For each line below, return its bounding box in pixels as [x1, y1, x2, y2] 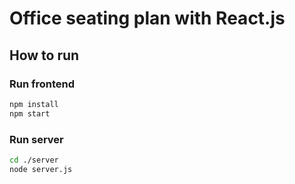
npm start [9, 108, 51, 119]
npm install [9, 99, 59, 109]
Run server [9, 132, 64, 146]
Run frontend [9, 77, 76, 91]
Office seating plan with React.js [9, 7, 286, 30]
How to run [9, 47, 80, 64]
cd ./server [9, 155, 59, 165]
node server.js [9, 164, 73, 174]
